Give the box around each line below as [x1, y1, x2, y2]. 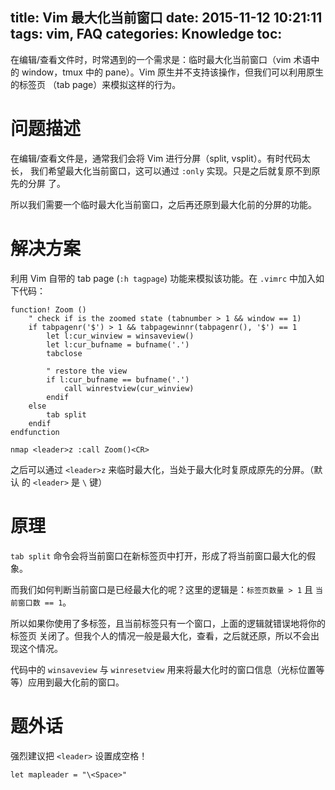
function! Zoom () [10, 304, 87, 315]
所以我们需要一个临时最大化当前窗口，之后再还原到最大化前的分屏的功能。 [10, 198, 317, 210]
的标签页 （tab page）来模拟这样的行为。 [10, 78, 182, 90]
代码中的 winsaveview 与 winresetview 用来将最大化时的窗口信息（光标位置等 [10, 663, 325, 675]
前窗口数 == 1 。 [10, 596, 72, 608]
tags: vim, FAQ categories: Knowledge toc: [10, 26, 283, 43]
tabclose [46, 348, 83, 358]
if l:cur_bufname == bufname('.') [46, 374, 190, 385]
